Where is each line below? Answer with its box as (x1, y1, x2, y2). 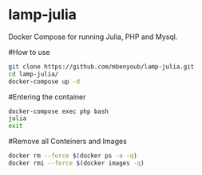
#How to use (8, 47, 50, 56)
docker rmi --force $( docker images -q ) (8, 159, 145, 168)
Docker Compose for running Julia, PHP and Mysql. (8, 32, 178, 41)
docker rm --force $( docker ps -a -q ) (8, 152, 137, 160)
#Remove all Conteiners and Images (8, 137, 128, 146)
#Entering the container (8, 91, 86, 101)
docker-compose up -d (8, 77, 81, 85)
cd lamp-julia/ (8, 70, 59, 78)
